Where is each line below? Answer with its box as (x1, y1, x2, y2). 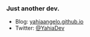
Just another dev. (6, 4, 60, 13)
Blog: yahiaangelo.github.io (15, 18, 84, 25)
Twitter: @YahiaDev (15, 24, 65, 32)
